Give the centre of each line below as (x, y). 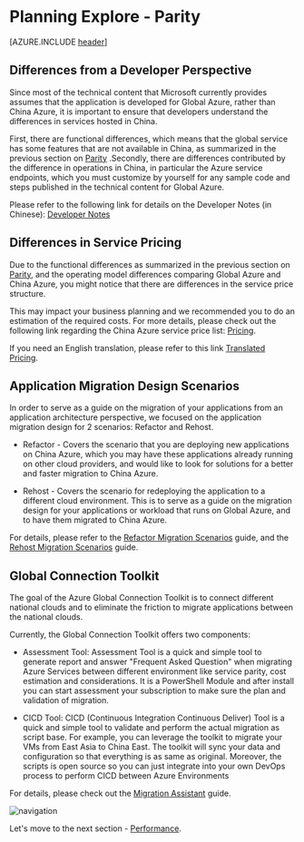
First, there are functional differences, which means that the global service (149, 139)
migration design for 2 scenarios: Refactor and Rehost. (112, 427)
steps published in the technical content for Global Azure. (117, 187)
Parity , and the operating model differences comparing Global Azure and (145, 274)
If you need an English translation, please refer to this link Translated (137, 348)
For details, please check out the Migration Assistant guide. (120, 793)
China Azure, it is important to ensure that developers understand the (139, 112)
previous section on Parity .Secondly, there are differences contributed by (147, 158)
